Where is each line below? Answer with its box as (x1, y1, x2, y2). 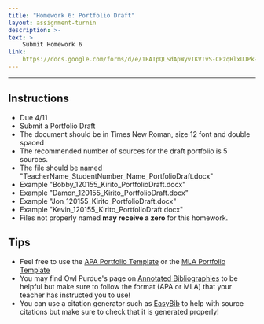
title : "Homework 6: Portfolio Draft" (8, 11, 135, 20)
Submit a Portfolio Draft (19, 121, 96, 131)
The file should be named (19, 163, 103, 172)
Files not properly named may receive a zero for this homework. (19, 213, 229, 223)
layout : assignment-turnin (8, 19, 97, 27)
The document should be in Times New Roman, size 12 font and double (19, 129, 251, 138)
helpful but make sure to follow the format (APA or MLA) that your (19, 282, 233, 291)
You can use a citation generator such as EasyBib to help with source (19, 298, 244, 307)
